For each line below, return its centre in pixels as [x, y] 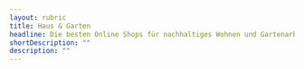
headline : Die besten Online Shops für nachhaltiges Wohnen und [133, 34]
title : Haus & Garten [50, 26]
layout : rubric [38, 17]
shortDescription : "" [50, 43]
